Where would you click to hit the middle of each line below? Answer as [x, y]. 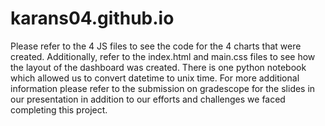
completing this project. [59, 109]
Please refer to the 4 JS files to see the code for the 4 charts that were [156, 46]
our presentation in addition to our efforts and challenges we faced [148, 99]
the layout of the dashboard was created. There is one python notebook [158, 67]
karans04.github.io [92, 18]
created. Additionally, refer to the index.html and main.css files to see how [163, 56]
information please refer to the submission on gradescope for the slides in [163, 88]
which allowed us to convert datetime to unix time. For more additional [155, 78]
